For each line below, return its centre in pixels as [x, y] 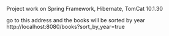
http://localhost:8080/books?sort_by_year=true [66, 27]
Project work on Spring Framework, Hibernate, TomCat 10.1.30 [85, 9]
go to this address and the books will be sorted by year [76, 20]
